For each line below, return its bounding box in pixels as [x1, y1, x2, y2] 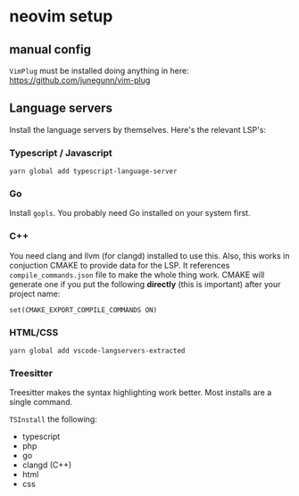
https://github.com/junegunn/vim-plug [9, 75, 151, 86]
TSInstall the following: [9, 414, 98, 425]
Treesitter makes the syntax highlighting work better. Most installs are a [9, 387, 272, 398]
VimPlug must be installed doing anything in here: [9, 65, 189, 76]
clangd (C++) [21, 459, 72, 470]
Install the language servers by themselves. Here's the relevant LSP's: [9, 124, 266, 135]
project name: [9, 288, 61, 299]
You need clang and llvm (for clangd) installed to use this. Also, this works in [9, 250, 290, 260]
